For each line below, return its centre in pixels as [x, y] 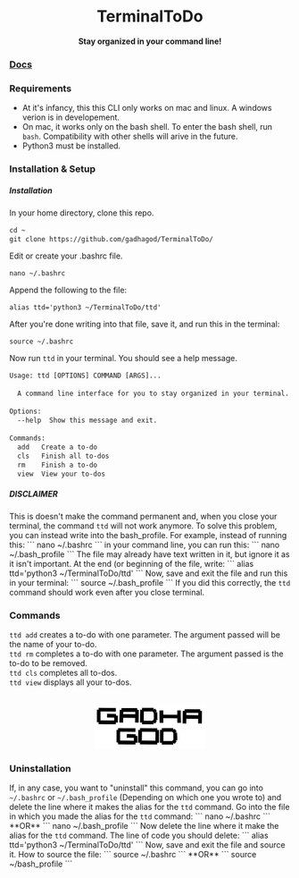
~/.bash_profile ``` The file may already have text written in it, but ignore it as [149, 554]
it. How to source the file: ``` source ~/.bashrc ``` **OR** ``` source [133, 854]
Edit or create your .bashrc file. [66, 256]
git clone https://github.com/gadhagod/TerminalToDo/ [112, 240]
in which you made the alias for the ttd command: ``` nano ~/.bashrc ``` [140, 816]
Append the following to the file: [68, 290]
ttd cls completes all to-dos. [63, 673]
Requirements [41, 89]
